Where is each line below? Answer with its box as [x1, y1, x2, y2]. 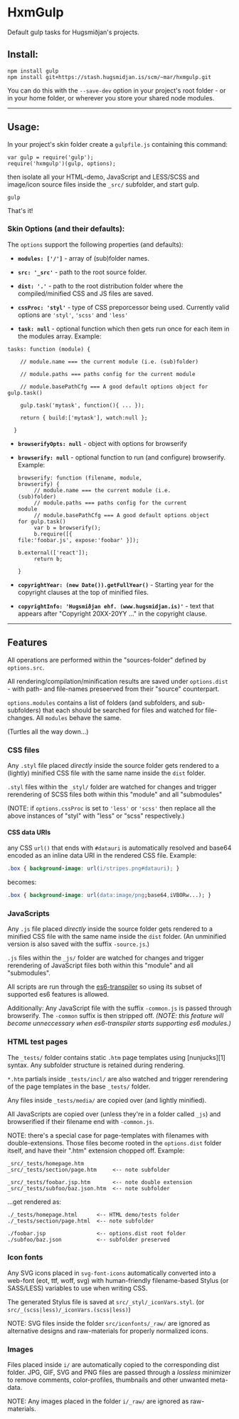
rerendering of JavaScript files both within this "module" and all [7, 961, 193, 970]
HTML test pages [7, 1037, 68, 1047]
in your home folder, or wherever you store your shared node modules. [7, 93, 215, 102]
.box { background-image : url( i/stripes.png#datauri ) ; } [7, 865, 180, 873]
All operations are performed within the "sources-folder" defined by [7, 655, 206, 664]
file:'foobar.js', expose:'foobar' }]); [17, 536, 139, 544]
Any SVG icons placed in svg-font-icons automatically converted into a [7, 1269, 216, 1277]
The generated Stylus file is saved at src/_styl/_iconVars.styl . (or [7, 1297, 205, 1306]
